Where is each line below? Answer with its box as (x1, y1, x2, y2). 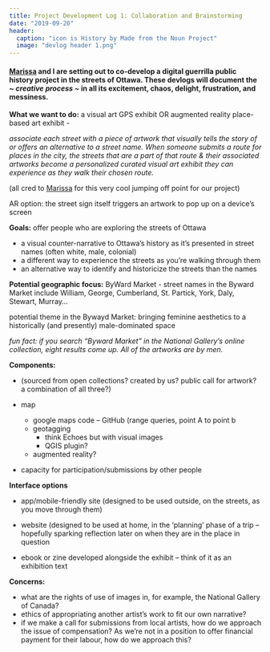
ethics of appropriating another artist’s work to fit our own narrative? (20, 609, 247, 619)
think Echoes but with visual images (44, 432, 163, 442)
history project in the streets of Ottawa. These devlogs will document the (9, 75, 257, 84)
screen (9, 208, 33, 217)
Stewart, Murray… (9, 297, 68, 306)
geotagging (32, 424, 71, 434)
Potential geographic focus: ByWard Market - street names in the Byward (9, 280, 255, 290)
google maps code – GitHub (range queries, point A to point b (32, 415, 236, 425)
